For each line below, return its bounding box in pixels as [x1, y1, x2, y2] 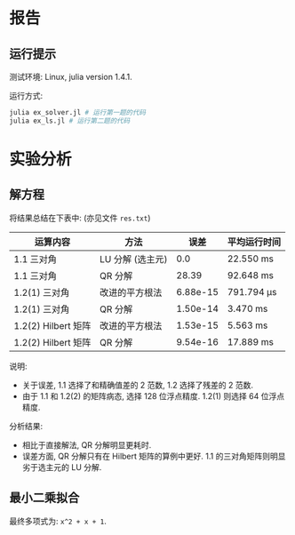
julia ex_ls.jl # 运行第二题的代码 [9, 116, 131, 125]
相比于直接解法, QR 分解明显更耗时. [21, 439, 152, 450]
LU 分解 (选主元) [99, 252, 168, 265]
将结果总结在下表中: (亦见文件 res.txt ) [9, 212, 151, 223]
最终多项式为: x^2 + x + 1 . [9, 515, 107, 526]
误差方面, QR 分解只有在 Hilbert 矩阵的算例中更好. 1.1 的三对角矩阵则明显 [21, 451, 286, 461]
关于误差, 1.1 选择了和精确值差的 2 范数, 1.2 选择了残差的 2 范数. [21, 379, 253, 390]
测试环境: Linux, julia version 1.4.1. [9, 72, 132, 82]
